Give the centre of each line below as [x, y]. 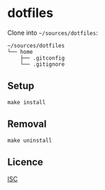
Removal [27, 124]
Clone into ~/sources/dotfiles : [52, 33]
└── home [20, 52]
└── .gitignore [43, 64]
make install [27, 102]
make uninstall [30, 140]
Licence [26, 162]
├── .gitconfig [43, 58]
